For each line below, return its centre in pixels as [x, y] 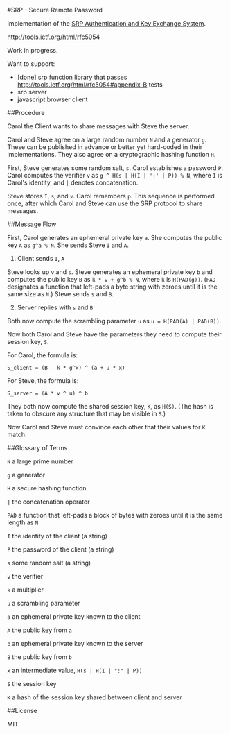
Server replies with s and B [55, 307]
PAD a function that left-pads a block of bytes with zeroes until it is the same [115, 515]
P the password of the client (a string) [61, 549]
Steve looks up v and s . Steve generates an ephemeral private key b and [110, 272]
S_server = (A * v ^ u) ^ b [48, 393]
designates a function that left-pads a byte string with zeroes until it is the [113, 287]
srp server [32, 92]
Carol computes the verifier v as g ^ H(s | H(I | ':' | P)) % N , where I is [115, 175]
